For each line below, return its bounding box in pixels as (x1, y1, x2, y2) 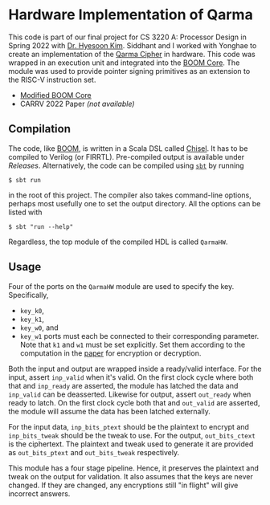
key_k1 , (19, 314, 44, 324)
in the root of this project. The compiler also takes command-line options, (8, 190, 252, 200)
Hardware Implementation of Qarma (8, 6, 253, 24)
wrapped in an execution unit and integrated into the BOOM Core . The (8, 58, 240, 67)
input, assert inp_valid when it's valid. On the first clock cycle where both (8, 372, 254, 382)
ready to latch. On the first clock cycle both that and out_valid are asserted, (8, 397, 260, 407)
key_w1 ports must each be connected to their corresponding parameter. (19, 331, 260, 340)
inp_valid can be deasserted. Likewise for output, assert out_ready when (8, 389, 252, 399)
